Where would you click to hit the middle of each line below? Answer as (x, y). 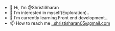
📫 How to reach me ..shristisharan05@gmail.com (60, 23)
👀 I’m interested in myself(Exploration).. (49, 13)
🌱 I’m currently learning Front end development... (59, 18)
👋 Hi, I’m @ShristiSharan (34, 8)
